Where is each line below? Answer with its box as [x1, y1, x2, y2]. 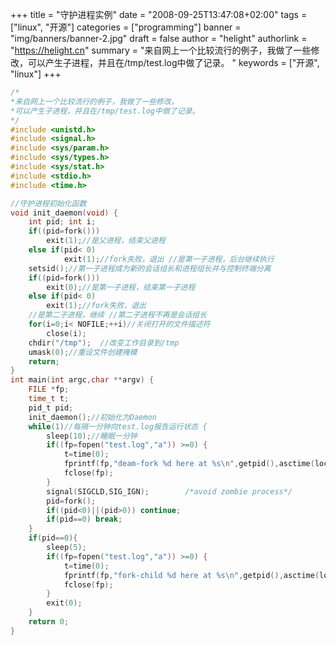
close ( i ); [46, 328, 87, 338]
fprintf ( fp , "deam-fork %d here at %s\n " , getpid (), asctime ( [63, 459, 315, 469]
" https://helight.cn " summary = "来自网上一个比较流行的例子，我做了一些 [10, 44, 312, 56]
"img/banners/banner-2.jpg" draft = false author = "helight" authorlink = [10, 33, 308, 44]
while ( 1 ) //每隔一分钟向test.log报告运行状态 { [28, 421, 208, 432]
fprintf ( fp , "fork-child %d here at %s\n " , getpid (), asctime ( [63, 570, 320, 580]
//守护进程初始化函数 [10, 198, 87, 208]
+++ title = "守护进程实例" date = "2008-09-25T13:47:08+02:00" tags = [10, 9, 308, 20]
